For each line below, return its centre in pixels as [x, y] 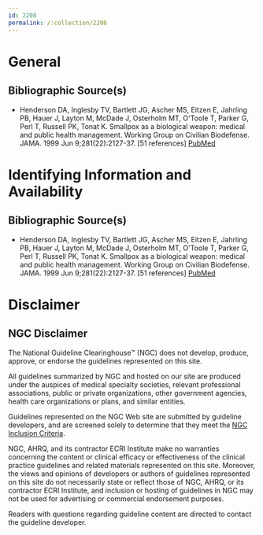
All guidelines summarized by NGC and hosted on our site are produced [125, 376]
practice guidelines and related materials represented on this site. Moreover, [132, 465]
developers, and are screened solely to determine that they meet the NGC [128, 425]
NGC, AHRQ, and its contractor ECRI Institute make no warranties [114, 448]
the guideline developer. [47, 522]
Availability [46, 192]
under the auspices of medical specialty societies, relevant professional [125, 384]
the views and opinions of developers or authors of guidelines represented [129, 474]
